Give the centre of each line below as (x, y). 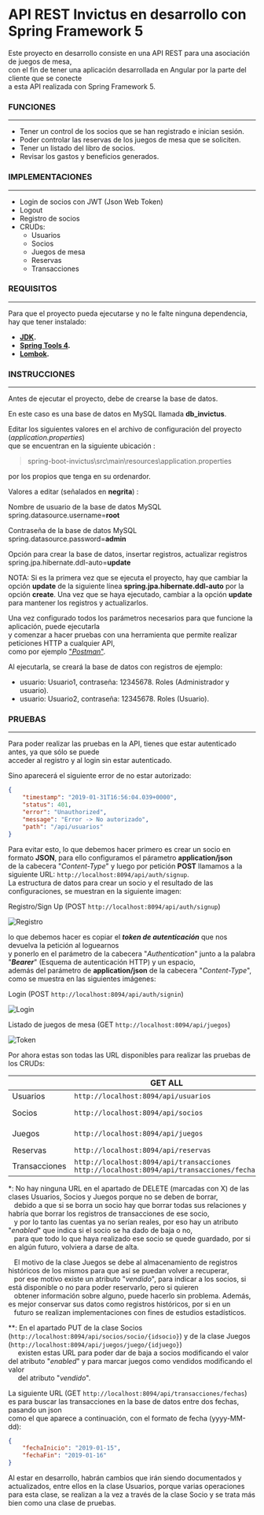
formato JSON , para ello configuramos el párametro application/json (121, 858)
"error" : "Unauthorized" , (65, 813)
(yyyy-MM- (227, 1418)
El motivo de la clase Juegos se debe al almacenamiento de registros (126, 1262)
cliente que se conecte (45, 78)
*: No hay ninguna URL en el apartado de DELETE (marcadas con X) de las (129, 1188)
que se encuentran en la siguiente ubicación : (82, 446)
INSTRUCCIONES (42, 374)
